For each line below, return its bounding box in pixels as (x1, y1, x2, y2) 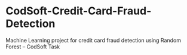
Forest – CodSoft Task (5, 43, 60, 50)
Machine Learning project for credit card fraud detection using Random (5, 36, 182, 44)
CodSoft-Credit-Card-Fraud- (5, 4, 152, 18)
